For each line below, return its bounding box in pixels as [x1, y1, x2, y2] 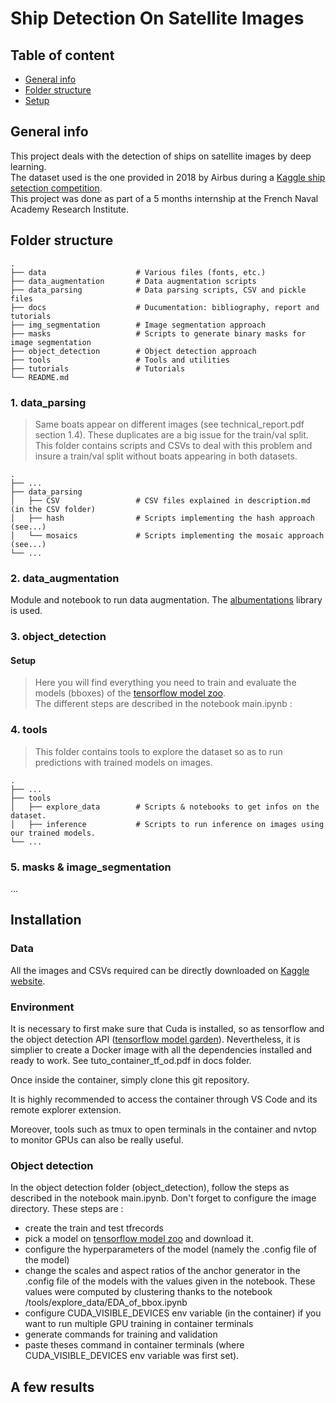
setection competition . [10, 182, 103, 194]
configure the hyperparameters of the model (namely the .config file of [24, 1243, 318, 1256]
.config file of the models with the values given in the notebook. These [24, 1275, 316, 1287]
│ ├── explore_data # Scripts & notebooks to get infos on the [10, 802, 320, 812]
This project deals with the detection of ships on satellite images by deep [10, 150, 312, 162]
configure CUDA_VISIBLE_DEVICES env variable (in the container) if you [24, 1307, 322, 1319]
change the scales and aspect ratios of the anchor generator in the [24, 1265, 301, 1277]
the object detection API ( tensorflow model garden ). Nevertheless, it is [10, 1033, 301, 1045]
